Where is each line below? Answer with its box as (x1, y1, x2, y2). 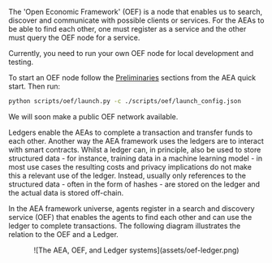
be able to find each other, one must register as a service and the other (8, 24, 247, 33)
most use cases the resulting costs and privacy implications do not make (8, 162, 252, 171)
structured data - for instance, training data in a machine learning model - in (8, 153, 262, 163)
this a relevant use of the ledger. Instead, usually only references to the (8, 170, 246, 180)
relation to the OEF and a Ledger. (8, 229, 119, 239)
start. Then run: (8, 81, 61, 91)
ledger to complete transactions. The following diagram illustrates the (8, 221, 241, 231)
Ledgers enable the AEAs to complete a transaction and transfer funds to (8, 127, 253, 137)
